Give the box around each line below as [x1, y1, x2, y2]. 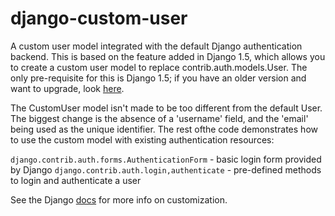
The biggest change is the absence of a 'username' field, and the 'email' [10, 112, 309, 124]
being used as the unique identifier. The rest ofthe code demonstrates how [10, 123, 318, 135]
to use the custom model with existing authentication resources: [10, 133, 275, 146]
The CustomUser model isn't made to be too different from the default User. [10, 102, 323, 114]
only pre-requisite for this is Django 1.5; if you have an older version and [10, 72, 307, 84]
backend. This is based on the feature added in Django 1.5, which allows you [10, 50, 326, 62]
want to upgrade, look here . [10, 82, 125, 94]
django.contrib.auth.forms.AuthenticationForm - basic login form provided [10, 153, 322, 165]
